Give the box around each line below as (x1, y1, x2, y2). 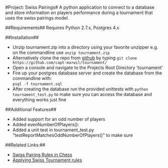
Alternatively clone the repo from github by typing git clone (12, 55, 137, 61)
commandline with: (12, 75, 52, 81)
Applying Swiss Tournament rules (12, 157, 82, 163)
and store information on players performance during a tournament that (5, 10, 153, 16)
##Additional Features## (5, 107, 57, 112)
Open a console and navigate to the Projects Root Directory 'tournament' (12, 65, 163, 70)
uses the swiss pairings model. (5, 15, 69, 21)
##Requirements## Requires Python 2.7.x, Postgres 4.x (5, 25, 119, 31)
